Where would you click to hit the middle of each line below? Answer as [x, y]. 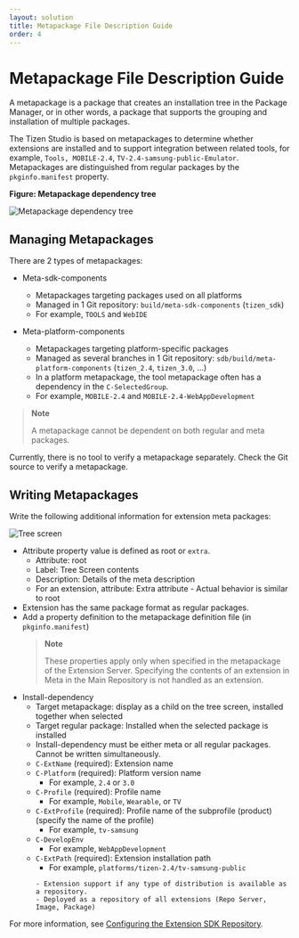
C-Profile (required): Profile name [98, 791]
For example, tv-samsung [94, 829]
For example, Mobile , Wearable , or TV [115, 801]
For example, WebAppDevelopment [108, 848]
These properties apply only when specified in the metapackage [162, 661]
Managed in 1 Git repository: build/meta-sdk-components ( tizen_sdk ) [160, 305]
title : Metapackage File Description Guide [91, 26]
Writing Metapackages [74, 495]
